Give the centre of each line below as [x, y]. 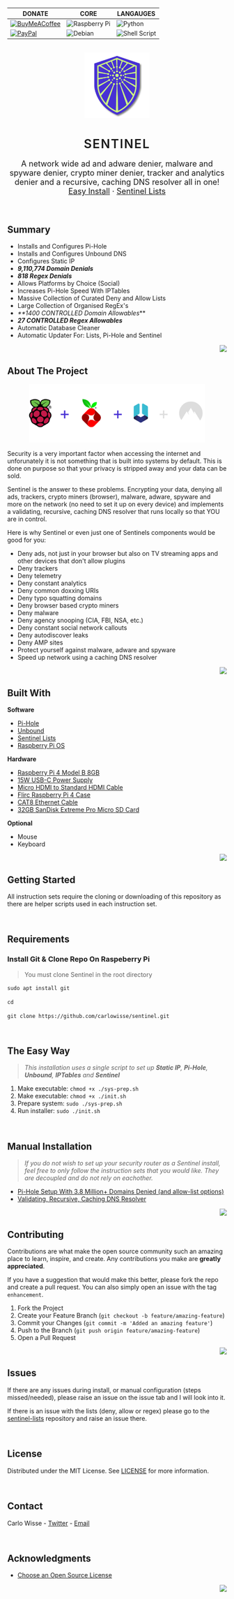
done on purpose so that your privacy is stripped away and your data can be [117, 469]
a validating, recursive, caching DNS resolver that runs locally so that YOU [114, 512]
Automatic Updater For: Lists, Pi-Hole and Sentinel [89, 335]
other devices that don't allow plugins [71, 561]
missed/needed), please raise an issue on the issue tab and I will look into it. [116, 1397]
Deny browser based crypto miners [68, 605]
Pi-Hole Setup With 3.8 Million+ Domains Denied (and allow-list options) [120, 1192]
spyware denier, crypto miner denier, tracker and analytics [117, 173]
